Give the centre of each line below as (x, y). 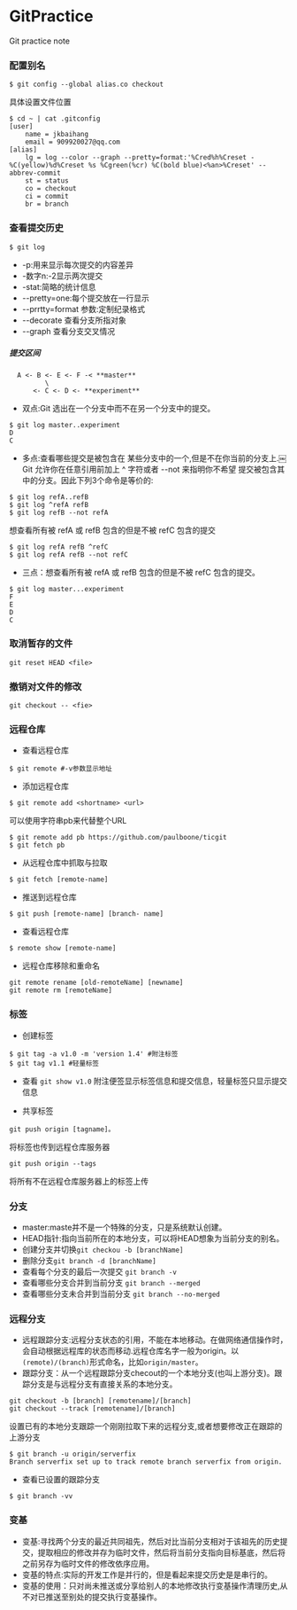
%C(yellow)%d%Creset (47, 166)
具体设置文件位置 (40, 102)
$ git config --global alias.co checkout (87, 85)
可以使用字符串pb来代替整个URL (68, 821)
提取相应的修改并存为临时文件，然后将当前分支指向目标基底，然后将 (161, 1552)
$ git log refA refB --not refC (69, 555)
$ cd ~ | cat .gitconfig (55, 119)
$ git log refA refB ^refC (59, 547)
